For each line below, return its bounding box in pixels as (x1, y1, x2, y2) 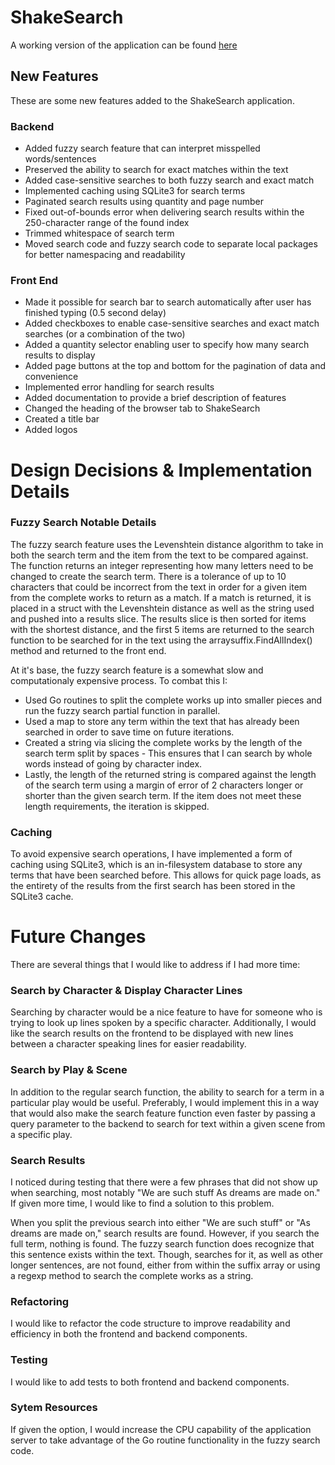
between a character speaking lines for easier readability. (10, 1038, 247, 1050)
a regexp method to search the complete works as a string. (10, 1269, 254, 1281)
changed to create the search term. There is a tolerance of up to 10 (10, 570, 287, 582)
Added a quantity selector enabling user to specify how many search (24, 339, 310, 351)
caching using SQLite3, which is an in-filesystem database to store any (10, 859, 303, 871)
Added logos (24, 424, 78, 436)
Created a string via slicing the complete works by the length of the (24, 736, 303, 748)
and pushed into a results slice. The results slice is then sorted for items (10, 612, 307, 625)
